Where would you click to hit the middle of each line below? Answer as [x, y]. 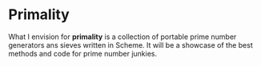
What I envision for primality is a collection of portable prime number [122, 37]
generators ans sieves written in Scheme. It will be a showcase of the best [131, 45]
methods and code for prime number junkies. [83, 53]
